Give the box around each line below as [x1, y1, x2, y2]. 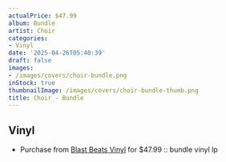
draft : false [8, 57, 52, 65]
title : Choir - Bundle [8, 94, 84, 102]
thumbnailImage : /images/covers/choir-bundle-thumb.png [8, 86, 199, 95]
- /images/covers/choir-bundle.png [8, 71, 127, 79]
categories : [8, 34, 48, 43]
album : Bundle [8, 19, 56, 27]
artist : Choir [8, 26, 56, 34]
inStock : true [8, 79, 56, 87]
